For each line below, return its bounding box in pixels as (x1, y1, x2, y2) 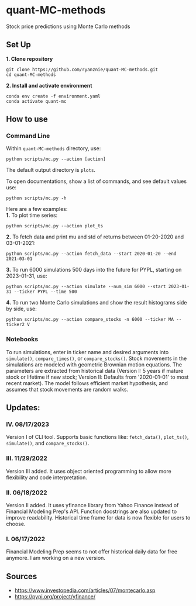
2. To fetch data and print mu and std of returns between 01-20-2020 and (6, 233, 184, 240)
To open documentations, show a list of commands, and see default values (6, 178, 187, 185)
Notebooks (6, 335, 39, 344)
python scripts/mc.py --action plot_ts (6, 223, 104, 229)
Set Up (6, 40, 31, 50)
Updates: (6, 403, 40, 413)
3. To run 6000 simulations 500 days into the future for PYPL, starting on (6, 266, 182, 273)
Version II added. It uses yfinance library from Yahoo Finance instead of (6, 502, 179, 509)
